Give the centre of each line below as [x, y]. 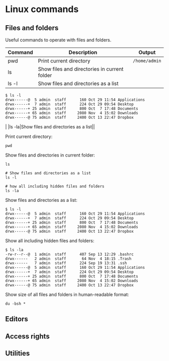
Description [83, 52]
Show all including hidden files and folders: [50, 241]
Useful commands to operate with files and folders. [58, 40]
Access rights [27, 336]
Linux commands [42, 9]
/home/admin [147, 61]
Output [147, 52]
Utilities [18, 353]
